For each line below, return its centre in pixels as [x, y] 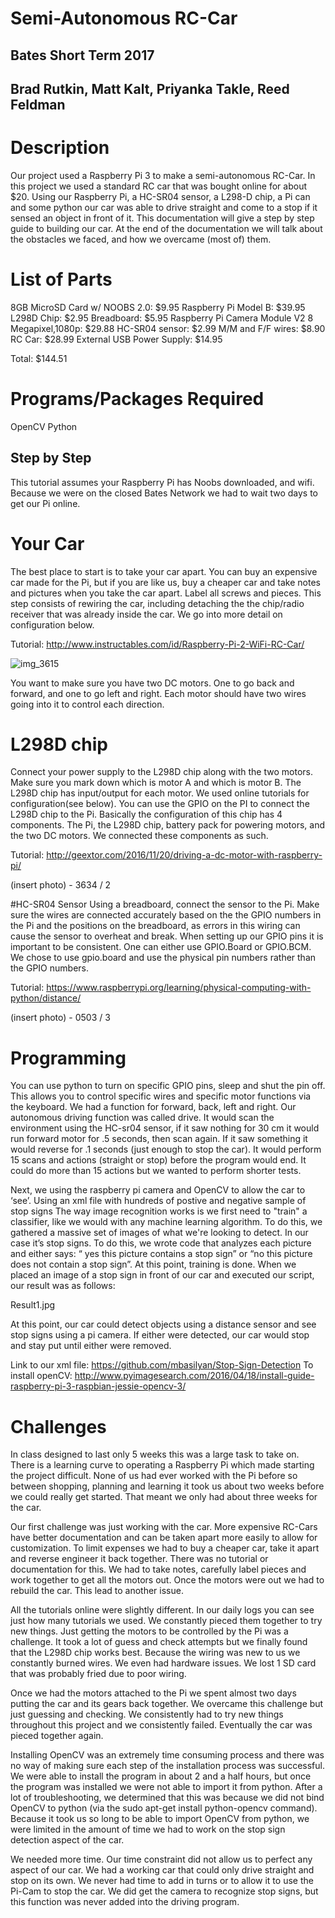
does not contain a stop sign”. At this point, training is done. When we [153, 1264]
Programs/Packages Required [137, 399]
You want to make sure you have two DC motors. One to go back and [152, 683]
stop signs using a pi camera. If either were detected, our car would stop [160, 1335]
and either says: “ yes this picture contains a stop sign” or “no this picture [161, 1254]
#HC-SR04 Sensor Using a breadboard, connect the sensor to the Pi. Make [165, 904]
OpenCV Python [44, 426]
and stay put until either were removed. [91, 1346]
